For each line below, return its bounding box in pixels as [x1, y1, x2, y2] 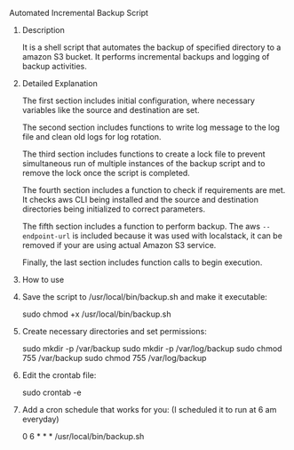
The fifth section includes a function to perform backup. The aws [21, 221, 260, 231]
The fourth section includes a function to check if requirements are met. [21, 185, 286, 195]
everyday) [21, 414, 60, 424]
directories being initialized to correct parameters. [21, 204, 206, 214]
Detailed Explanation [21, 78, 98, 88]
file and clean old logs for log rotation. [21, 132, 162, 141]
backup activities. [21, 61, 87, 71]
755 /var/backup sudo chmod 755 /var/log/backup [21, 353, 207, 363]
